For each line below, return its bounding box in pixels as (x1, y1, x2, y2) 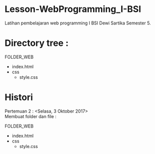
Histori (4, 92, 33, 103)
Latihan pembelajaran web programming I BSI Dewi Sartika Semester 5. (4, 20, 151, 26)
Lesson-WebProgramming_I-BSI (4, 3, 142, 15)
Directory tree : (4, 37, 69, 49)
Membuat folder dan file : (4, 113, 57, 119)
